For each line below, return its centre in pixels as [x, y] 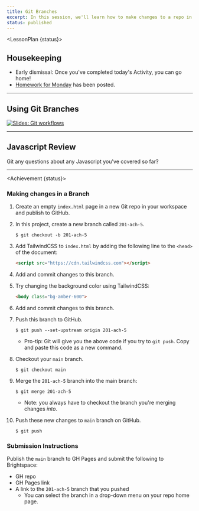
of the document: [36, 252]
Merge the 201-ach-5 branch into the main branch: [76, 380]
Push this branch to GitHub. [49, 319]
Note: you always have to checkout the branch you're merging [100, 402]
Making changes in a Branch [48, 194]
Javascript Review [41, 147]
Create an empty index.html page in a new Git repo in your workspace [101, 207]
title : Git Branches [32, 12]
